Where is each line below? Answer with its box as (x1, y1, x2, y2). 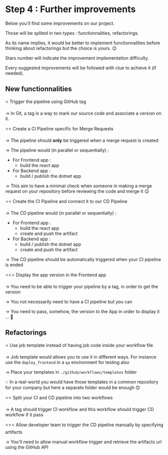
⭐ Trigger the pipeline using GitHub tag (5, 98, 87, 105)
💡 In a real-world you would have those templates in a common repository (5, 379, 158, 385)
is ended (5, 262, 24, 268)
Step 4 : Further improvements (5, 4, 136, 15)
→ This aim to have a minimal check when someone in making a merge (5, 183, 152, 189)
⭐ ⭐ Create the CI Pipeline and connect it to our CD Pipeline (5, 198, 128, 204)
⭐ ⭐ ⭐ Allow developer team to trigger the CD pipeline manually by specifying (5, 422, 163, 428)
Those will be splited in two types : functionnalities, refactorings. (5, 30, 139, 36)
